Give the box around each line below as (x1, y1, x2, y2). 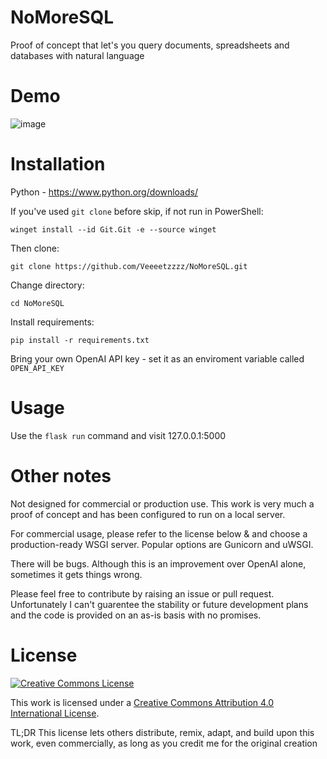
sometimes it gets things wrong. (10, 568, 143, 580)
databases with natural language (10, 49, 145, 61)
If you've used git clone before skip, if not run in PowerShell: (10, 205, 264, 217)
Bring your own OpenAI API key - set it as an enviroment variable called (10, 352, 305, 365)
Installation (10, 153, 106, 176)
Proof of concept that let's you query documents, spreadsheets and (10, 39, 290, 51)
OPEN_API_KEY (10, 363, 65, 373)
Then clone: (10, 242, 60, 254)
